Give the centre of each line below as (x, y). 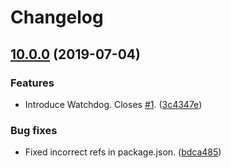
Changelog (57, 17)
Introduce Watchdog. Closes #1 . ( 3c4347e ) (113, 104)
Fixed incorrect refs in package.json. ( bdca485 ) (123, 152)
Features (32, 83)
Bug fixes (34, 130)
